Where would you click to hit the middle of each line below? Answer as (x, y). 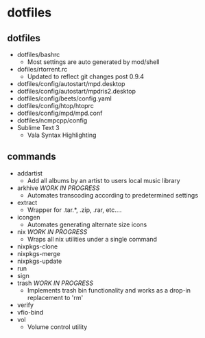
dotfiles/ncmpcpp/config (52, 120)
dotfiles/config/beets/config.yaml (64, 98)
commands (32, 157)
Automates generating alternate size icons (87, 224)
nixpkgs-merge (38, 253)
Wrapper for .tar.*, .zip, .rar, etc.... (74, 210)
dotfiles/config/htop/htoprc (55, 106)
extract (27, 202)
